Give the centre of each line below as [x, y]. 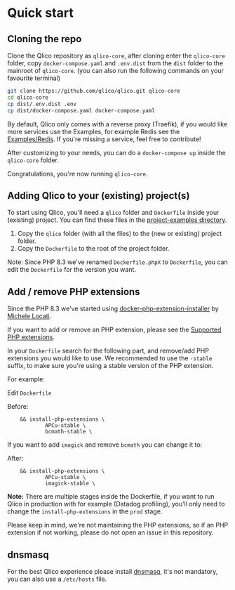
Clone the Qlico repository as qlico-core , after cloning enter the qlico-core [116, 55]
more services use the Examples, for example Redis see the [94, 131]
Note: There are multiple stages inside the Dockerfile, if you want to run [111, 497]
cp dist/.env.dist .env [42, 104]
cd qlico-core [28, 97]
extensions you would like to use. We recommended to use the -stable [110, 358]
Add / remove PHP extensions [74, 292]
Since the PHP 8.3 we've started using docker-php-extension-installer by [113, 309]
